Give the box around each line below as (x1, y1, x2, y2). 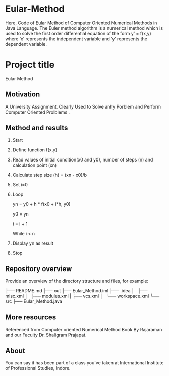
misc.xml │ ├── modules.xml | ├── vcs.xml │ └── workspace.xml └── (5, 293, 160, 299)
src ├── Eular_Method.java (5, 298, 62, 304)
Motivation (5, 90, 40, 99)
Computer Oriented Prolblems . (5, 109, 70, 115)
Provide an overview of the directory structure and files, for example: (5, 278, 149, 284)
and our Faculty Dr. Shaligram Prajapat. (5, 332, 87, 338)
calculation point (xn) (12, 162, 57, 168)
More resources (5, 313, 57, 321)
